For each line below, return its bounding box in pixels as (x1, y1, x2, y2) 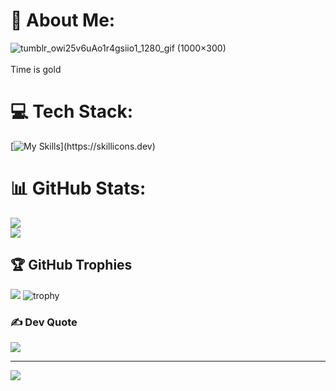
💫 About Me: (10, 9, 116, 32)
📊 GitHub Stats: (10, 177, 147, 200)
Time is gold (10, 63, 62, 75)
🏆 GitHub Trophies (10, 257, 133, 274)
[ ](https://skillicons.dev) (10, 140, 156, 152)
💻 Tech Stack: (10, 100, 134, 123)
